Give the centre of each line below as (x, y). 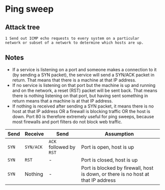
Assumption (119, 134)
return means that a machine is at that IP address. (62, 101)
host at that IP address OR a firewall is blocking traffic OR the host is (81, 111)
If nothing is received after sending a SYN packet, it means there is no (83, 106)
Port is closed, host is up (109, 160)
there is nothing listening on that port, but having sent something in (80, 95)
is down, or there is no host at (115, 174)
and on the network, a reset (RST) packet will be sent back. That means (85, 90)
